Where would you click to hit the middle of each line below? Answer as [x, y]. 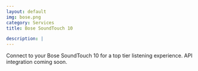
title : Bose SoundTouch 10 [40, 28]
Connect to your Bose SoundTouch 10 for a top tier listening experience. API [99, 56]
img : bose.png [24, 17]
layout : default [26, 12]
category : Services [30, 22]
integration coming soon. [37, 62]
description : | [25, 39]
